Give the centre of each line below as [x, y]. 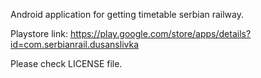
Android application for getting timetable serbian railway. [127, 14]
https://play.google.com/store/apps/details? [160, 33]
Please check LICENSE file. [66, 63]
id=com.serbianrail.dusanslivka [75, 44]
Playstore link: [39, 33]
